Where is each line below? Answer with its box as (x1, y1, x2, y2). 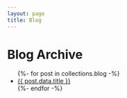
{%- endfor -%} (17, 84, 63, 92)
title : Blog (7, 17, 42, 24)
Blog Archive (7, 47, 83, 63)
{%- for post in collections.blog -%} (17, 70, 120, 78)
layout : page (7, 10, 45, 17)
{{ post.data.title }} (17, 77, 71, 85)
